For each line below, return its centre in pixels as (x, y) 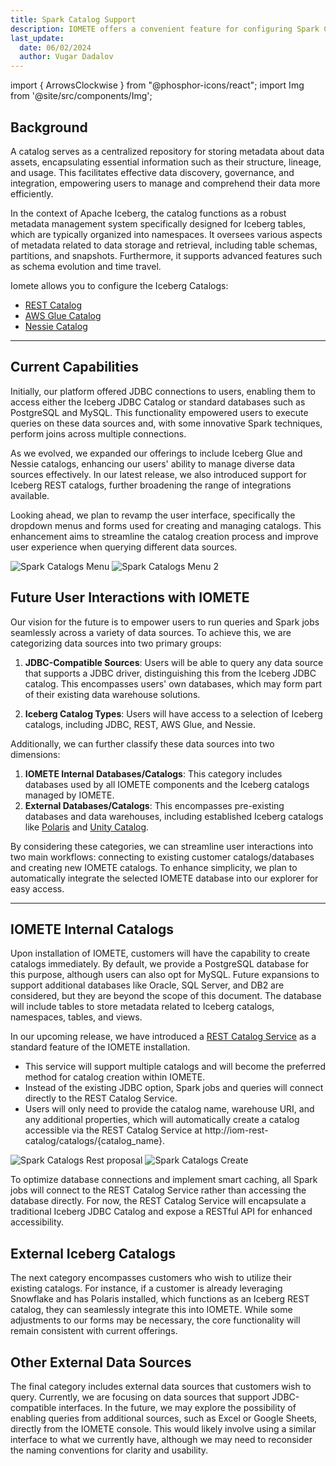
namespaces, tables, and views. (76, 1017)
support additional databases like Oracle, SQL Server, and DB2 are (147, 985)
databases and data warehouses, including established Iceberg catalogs (174, 816)
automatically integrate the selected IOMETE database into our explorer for (164, 878)
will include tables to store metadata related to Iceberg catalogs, (142, 1007)
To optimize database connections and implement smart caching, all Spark (164, 1180)
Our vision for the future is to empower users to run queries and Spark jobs (165, 622)
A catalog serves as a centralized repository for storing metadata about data (167, 151)
